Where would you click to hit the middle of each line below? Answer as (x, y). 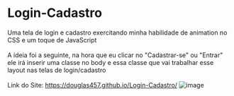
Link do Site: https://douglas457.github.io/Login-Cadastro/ (93, 85)
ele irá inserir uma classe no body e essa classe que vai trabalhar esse (111, 62)
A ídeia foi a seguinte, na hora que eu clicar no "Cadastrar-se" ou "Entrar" (115, 55)
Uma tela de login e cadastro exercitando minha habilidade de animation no (117, 32)
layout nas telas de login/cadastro (57, 70)
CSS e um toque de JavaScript (52, 40)
